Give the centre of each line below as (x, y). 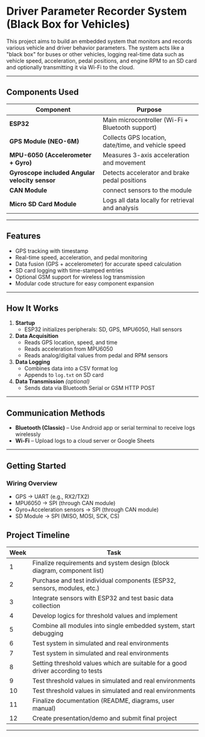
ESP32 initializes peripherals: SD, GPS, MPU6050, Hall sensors (103, 329)
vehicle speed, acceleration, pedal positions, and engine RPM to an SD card (102, 61)
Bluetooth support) (130, 127)
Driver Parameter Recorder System (97, 11)
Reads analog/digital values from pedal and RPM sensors (96, 356)
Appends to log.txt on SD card (64, 375)
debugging (48, 633)
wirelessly (28, 434)
